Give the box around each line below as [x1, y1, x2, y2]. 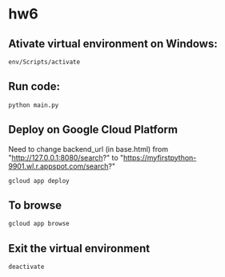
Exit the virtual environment [8, 242, 151, 255]
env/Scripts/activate [8, 58, 81, 66]
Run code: [8, 79, 60, 93]
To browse [8, 198, 62, 213]
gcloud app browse [8, 220, 70, 228]
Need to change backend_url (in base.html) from [8, 144, 168, 153]
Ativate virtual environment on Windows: [8, 37, 218, 51]
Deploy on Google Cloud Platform [8, 123, 179, 136]
